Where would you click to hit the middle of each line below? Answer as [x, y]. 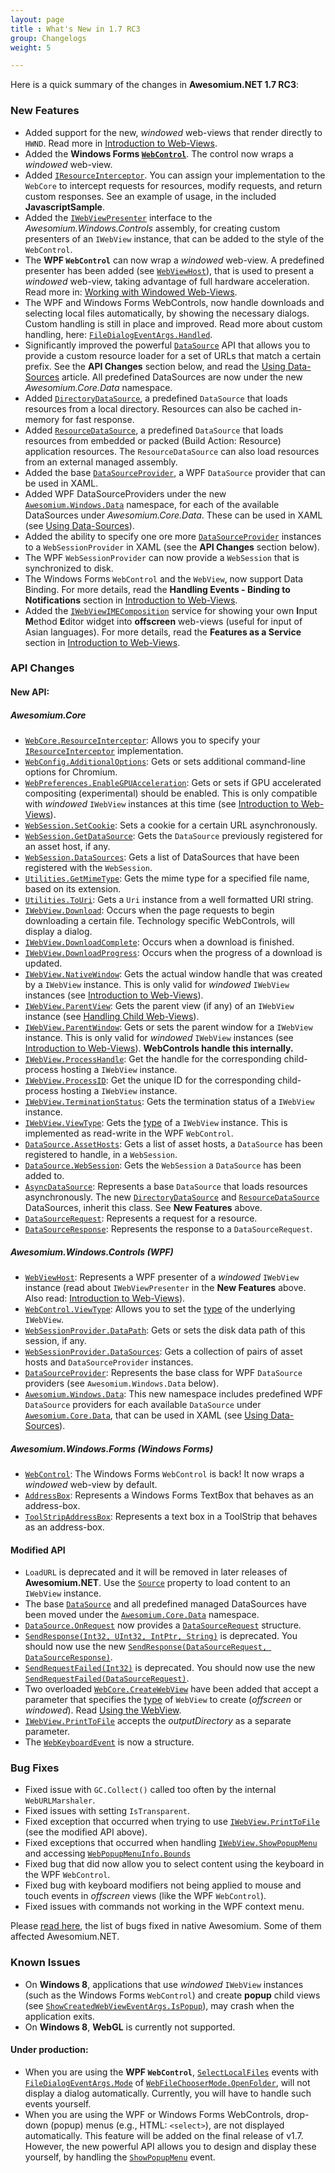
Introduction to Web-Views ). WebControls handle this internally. [159, 1048]
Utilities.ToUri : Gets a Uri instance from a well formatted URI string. [169, 900]
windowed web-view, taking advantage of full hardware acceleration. [167, 281]
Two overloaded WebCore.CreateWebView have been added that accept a [171, 1689]
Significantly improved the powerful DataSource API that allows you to [167, 345]
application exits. [59, 2016]
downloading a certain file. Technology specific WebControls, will [159, 921]
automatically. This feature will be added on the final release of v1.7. [164, 2135]
